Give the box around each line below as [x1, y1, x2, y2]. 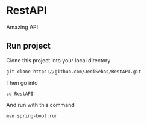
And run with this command [6, 101, 75, 108]
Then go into [6, 79, 38, 86]
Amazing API [6, 23, 39, 31]
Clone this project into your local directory [6, 56, 111, 64]
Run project [6, 41, 51, 51]
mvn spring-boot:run [6, 112, 58, 119]
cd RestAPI [6, 91, 34, 97]
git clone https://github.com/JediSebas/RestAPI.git [6, 69, 142, 75]
